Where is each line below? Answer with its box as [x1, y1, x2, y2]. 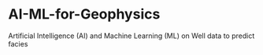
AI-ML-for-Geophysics [8, 5, 161, 23]
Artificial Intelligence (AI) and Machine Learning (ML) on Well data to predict [8, 31, 255, 40]
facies [8, 39, 28, 48]
